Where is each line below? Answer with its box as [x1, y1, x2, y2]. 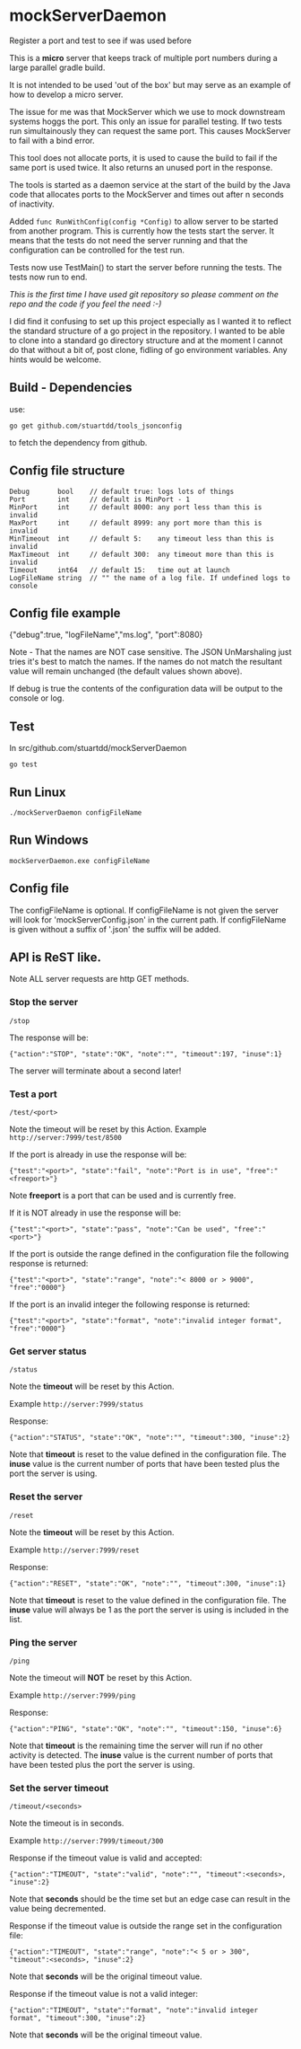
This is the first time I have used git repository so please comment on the [9, 288, 279, 299]
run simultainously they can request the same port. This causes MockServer [9, 125, 291, 136]
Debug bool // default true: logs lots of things [9, 487, 235, 496]
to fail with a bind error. [9, 135, 96, 146]
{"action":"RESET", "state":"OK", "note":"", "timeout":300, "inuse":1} [9, 1578, 287, 1588]
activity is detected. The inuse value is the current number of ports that [9, 1749, 273, 1761]
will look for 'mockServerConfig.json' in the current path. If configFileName [9, 914, 287, 925]
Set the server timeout [9, 1781, 109, 1794]
